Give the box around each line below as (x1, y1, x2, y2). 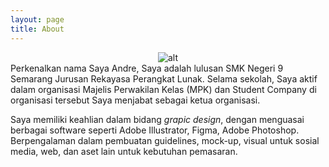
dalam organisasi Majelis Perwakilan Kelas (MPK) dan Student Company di (10, 83, 317, 95)
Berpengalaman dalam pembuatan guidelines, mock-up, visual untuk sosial (10, 134, 320, 146)
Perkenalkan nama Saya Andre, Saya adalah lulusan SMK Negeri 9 (10, 62, 284, 74)
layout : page (10, 14, 65, 25)
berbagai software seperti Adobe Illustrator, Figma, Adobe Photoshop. (10, 124, 300, 136)
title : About (10, 24, 65, 34)
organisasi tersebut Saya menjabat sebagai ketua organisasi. (10, 94, 261, 106)
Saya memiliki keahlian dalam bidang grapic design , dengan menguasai (10, 113, 305, 125)
